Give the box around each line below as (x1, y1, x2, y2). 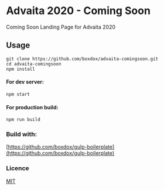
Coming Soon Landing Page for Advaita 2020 (6, 23, 116, 30)
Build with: (6, 130, 37, 139)
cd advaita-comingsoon (6, 61, 61, 67)
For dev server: (6, 78, 44, 85)
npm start (6, 91, 30, 97)
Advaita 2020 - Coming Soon (6, 4, 151, 18)
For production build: (6, 103, 59, 110)
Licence (6, 164, 29, 172)
